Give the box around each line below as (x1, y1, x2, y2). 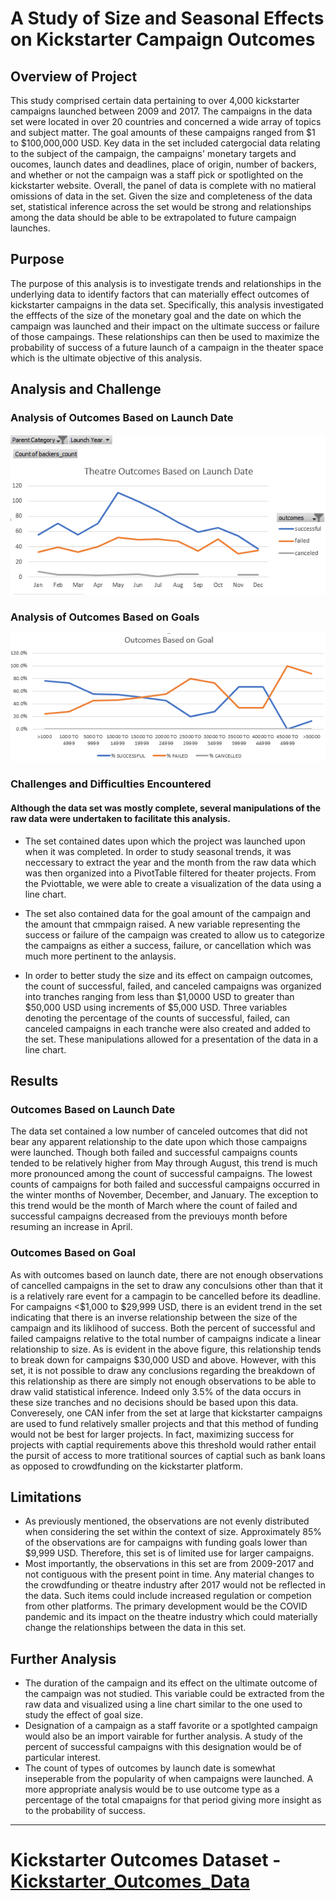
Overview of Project (10, 68, 138, 85)
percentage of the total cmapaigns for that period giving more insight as (24, 1794, 322, 1806)
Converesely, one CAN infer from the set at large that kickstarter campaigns (10, 1407, 323, 1419)
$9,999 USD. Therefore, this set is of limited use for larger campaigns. (24, 1547, 315, 1559)
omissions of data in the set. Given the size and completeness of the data (10, 190, 313, 202)
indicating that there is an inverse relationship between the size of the (10, 1311, 298, 1323)
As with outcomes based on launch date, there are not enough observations (10, 1268, 324, 1281)
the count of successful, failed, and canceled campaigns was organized (24, 980, 322, 992)
